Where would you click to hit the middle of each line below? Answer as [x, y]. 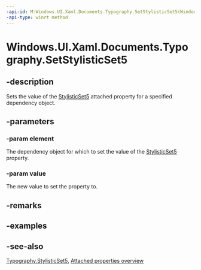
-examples [27, 226]
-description [30, 82]
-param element [30, 139]
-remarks [24, 205]
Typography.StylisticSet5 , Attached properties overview [75, 261]
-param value [26, 173]
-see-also [25, 246]
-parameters [30, 121]
